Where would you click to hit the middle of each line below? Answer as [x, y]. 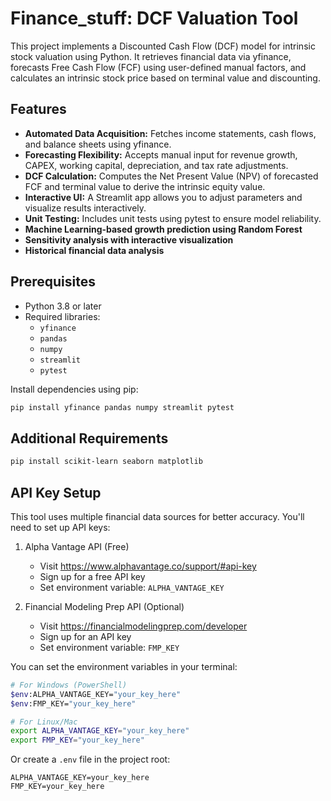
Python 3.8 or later [63, 306]
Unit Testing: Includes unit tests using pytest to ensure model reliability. [173, 218]
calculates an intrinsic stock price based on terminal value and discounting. [165, 78]
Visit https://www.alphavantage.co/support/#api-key [148, 566]
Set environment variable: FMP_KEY [109, 647]
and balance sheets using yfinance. [98, 144]
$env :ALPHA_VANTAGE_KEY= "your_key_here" [96, 694]
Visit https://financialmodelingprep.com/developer [143, 626]
